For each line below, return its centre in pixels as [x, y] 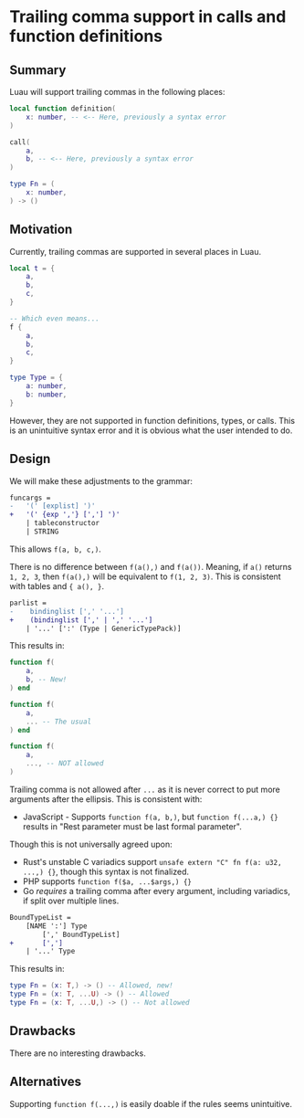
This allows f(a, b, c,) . [56, 549]
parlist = [28, 603]
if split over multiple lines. [71, 901]
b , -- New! [47, 680]
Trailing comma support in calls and [148, 17]
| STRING [42, 532]
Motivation [41, 230]
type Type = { [37, 378]
